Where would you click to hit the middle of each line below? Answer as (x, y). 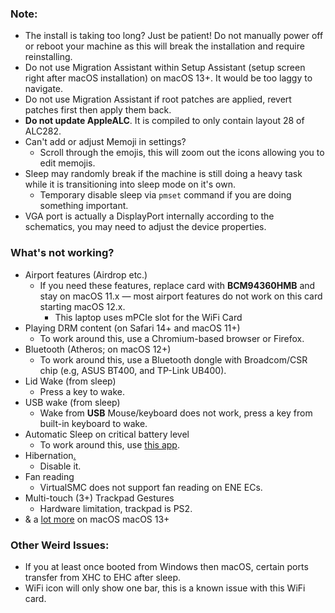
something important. (84, 206)
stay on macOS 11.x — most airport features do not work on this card (181, 296)
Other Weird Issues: (60, 545)
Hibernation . (50, 455)
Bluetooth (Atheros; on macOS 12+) (98, 349)
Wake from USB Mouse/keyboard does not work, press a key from (176, 413)
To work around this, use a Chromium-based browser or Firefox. (172, 338)
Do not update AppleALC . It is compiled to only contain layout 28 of (164, 121)
